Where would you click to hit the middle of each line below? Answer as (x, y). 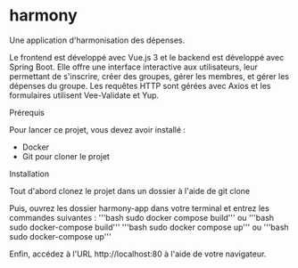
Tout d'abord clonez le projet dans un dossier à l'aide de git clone (130, 191)
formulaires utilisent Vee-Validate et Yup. (84, 95)
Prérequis (27, 112)
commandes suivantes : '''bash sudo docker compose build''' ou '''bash (142, 217)
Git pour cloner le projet (66, 156)
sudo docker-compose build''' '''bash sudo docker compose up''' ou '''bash (149, 227)
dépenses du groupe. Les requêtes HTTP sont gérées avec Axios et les (140, 85)
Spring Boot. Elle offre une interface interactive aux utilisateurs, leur (134, 67)
